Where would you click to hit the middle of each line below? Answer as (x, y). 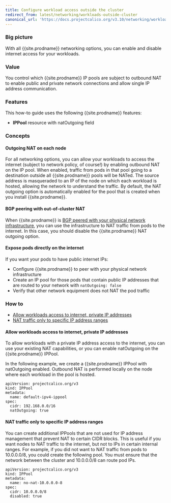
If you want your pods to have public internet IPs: (57, 259)
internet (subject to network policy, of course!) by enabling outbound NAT (83, 165)
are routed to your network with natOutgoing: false (67, 285)
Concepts (18, 136)
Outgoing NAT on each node (36, 148)
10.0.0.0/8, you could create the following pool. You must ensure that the (81, 455)
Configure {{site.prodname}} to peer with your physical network (80, 269)
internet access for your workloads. (42, 53)
